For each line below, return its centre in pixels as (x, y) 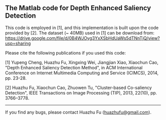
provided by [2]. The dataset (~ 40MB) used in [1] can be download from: (80, 33)
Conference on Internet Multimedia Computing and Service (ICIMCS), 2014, (82, 73)
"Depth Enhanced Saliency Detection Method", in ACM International (74, 67)
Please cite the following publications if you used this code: (65, 53)
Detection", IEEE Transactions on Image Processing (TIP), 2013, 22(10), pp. (81, 92)
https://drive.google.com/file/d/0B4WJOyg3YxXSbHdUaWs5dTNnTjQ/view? (83, 38)
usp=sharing (18, 43)
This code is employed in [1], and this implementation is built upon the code (82, 28)
